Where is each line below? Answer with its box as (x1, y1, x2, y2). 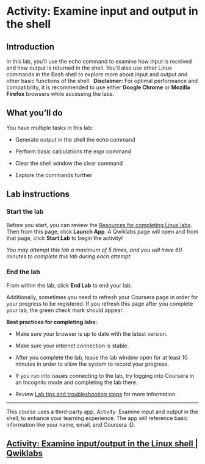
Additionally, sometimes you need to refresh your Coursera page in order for (6, 293, 198, 300)
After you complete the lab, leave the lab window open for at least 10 (15, 353, 188, 361)
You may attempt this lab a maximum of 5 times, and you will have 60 (6, 246, 182, 253)
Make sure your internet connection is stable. (15, 342, 129, 349)
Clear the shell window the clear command (15, 159, 123, 167)
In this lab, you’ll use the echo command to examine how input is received (6, 58, 192, 65)
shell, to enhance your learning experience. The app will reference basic (6, 414, 188, 422)
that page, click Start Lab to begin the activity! (6, 234, 123, 242)
